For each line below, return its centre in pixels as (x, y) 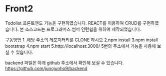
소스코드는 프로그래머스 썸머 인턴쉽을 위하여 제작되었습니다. (83, 29)
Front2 (19, 9)
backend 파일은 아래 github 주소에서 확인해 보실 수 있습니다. (64, 63)
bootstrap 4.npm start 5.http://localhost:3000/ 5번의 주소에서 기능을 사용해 (80, 46)
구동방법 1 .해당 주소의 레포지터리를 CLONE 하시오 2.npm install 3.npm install (82, 40)
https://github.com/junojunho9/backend (46, 68)
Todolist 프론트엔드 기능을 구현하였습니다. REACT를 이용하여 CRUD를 (73, 23)
